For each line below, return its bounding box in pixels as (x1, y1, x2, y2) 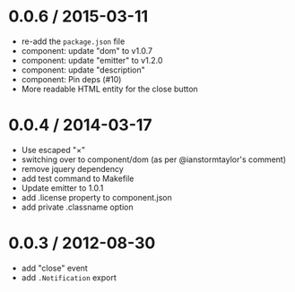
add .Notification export (21, 271, 117, 283)
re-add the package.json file (21, 36, 126, 47)
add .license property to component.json (21, 192, 172, 202)
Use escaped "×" (21, 144, 86, 155)
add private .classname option (21, 202, 134, 212)
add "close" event (21, 262, 89, 273)
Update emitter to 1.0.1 (21, 182, 104, 193)
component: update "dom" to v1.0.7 (21, 45, 153, 56)
